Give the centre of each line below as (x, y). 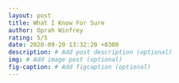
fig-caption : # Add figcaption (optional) (80, 67)
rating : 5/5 (28, 38)
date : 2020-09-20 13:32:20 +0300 (64, 45)
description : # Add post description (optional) (90, 52)
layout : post (30, 15)
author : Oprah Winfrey (46, 30)
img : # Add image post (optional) (66, 60)
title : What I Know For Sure (56, 23)
